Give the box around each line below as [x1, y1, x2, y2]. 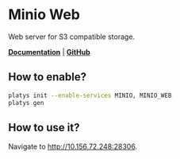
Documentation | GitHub [8, 47, 91, 56]
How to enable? [8, 70, 87, 84]
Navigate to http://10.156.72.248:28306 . [8, 142, 137, 152]
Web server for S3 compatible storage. [8, 32, 136, 41]
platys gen [8, 99, 44, 107]
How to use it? [8, 121, 80, 134]
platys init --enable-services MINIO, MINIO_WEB [8, 91, 172, 99]
